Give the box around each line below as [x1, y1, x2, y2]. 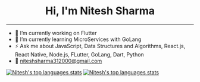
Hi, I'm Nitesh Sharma [45, 4, 155, 18]
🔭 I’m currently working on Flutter [14, 29, 97, 36]
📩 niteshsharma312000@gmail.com [14, 57, 102, 64]
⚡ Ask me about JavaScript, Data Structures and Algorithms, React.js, [14, 42, 186, 49]
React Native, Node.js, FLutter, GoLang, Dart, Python [14, 51, 144, 58]
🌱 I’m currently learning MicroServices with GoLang [14, 36, 142, 43]
